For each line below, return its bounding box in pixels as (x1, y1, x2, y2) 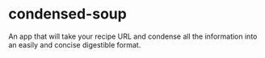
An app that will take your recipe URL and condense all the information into (8, 31, 258, 41)
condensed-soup (8, 5, 127, 23)
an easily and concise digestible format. (8, 39, 141, 49)
